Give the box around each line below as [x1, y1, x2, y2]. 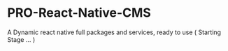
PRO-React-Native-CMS [7, 5, 152, 21]
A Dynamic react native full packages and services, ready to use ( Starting [7, 28, 222, 36]
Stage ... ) [7, 35, 36, 43]
